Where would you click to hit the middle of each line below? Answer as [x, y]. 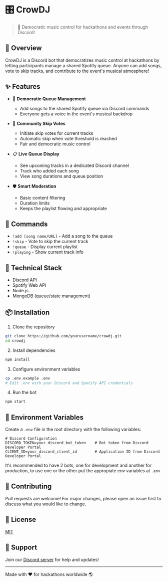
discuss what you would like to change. [46, 504]
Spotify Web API [29, 285]
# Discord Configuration [31, 439]
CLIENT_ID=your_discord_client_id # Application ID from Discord [82, 452]
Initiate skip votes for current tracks [56, 133]
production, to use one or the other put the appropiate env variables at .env [83, 471]
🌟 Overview [23, 48]
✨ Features [23, 86]
